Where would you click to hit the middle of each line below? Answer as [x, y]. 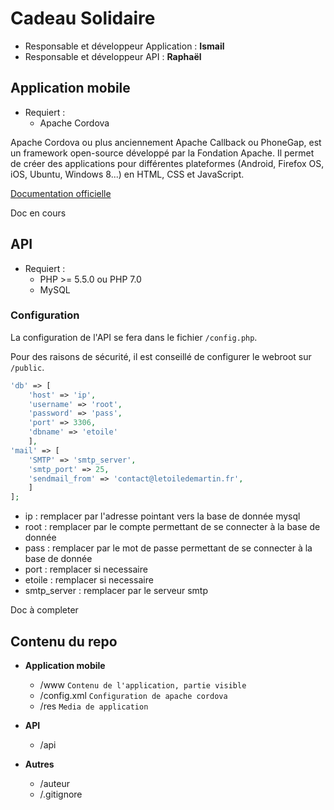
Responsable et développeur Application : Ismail [124, 46]
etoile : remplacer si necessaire [89, 580]
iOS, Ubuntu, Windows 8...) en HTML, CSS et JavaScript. [127, 174]
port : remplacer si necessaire [86, 569]
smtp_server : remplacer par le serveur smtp [116, 591]
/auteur [54, 784]
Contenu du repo [64, 641]
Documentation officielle [61, 193]
